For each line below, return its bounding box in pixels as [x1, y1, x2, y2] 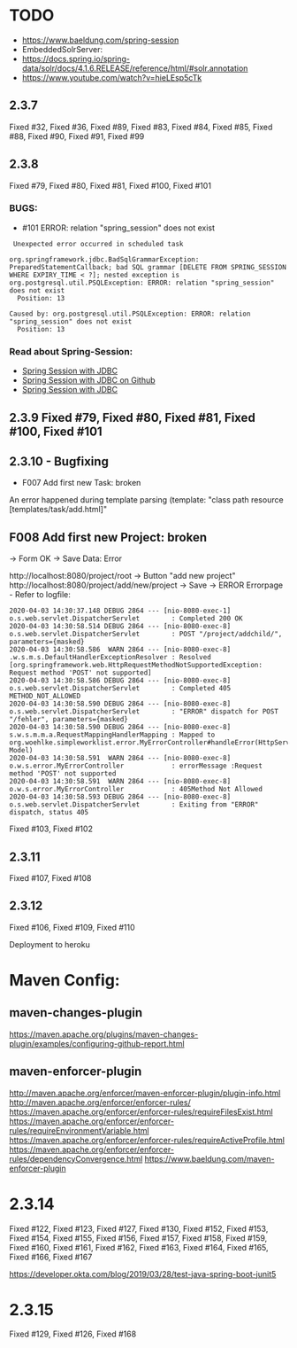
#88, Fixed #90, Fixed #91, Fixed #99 [9, 130, 145, 142]
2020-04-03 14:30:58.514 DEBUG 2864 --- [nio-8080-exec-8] [9, 622, 232, 631]
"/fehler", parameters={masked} [9, 715, 128, 724]
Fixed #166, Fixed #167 [9, 1251, 93, 1262]
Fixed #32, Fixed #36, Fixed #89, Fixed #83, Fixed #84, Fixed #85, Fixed [9, 121, 273, 132]
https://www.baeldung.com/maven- [144, 1153, 275, 1164]
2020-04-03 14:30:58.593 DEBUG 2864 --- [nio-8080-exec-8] [9, 792, 232, 802]
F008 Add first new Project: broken [9, 529, 208, 545]
